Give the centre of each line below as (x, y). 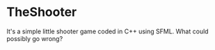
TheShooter (42, 12)
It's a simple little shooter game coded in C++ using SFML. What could (108, 31)
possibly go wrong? (35, 38)
